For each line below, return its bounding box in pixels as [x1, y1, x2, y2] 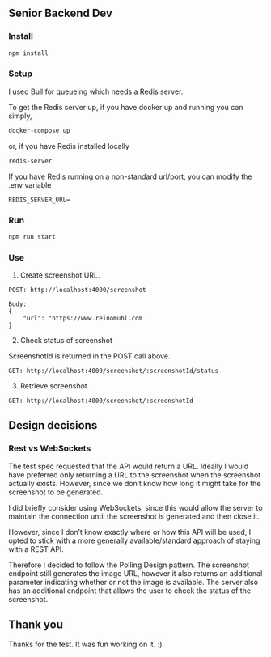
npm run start [8, 232, 57, 241]
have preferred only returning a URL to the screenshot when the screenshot [8, 469, 261, 480]
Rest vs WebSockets [8, 443, 91, 454]
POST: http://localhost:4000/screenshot [8, 286, 147, 295]
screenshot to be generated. [8, 487, 104, 497]
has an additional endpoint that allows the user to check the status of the [8, 586, 252, 596]
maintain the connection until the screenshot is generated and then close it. [8, 511, 260, 521]
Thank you [8, 618, 63, 632]
